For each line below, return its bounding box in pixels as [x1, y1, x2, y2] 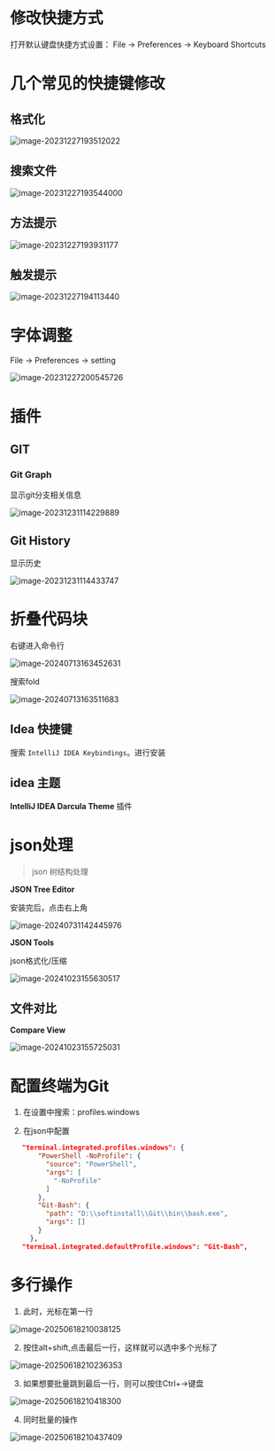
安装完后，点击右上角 [10, 901, 88, 913]
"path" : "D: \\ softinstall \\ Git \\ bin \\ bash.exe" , [45, 1209, 228, 1219]
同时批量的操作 [22, 1414, 78, 1424]
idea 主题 [10, 776, 61, 791]
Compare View [10, 1025, 66, 1035]
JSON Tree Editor [10, 884, 75, 894]
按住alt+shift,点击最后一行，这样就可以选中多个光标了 [22, 1342, 218, 1353]
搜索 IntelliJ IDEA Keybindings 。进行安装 [10, 746, 166, 758]
